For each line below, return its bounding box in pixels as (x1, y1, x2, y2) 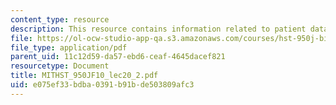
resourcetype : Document (10, 61, 110, 71)
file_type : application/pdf (10, 42, 128, 53)
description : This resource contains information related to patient (10, 24, 307, 34)
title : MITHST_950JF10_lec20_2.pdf (10, 71, 159, 81)
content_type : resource (10, 14, 110, 25)
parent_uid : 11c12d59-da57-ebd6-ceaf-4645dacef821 (10, 52, 226, 62)
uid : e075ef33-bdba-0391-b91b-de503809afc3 (10, 80, 195, 90)
